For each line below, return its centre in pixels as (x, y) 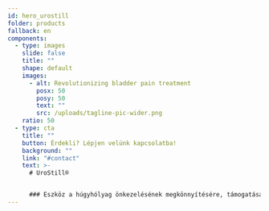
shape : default (47, 68)
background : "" (47, 151)
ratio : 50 (39, 121)
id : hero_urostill (38, 16)
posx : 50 (51, 91)
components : (27, 38)
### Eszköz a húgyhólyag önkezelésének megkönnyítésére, (126, 195)
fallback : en (29, 31)
